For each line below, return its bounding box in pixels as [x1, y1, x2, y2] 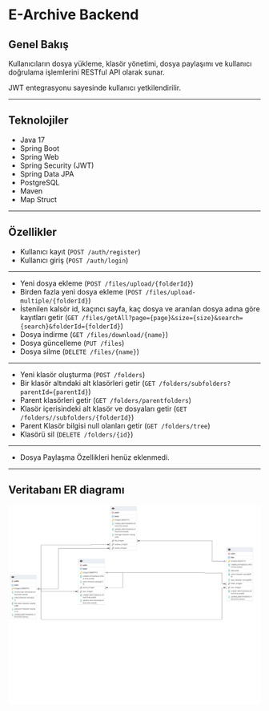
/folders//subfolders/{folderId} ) [19, 412, 134, 422]
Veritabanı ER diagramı [8, 483, 125, 497]
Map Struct [19, 194, 58, 204]
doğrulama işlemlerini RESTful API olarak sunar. [8, 67, 166, 77]
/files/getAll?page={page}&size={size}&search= [81, 314, 243, 322]
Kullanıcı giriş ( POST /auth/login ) [19, 255, 129, 265]
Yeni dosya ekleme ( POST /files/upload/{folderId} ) [19, 278, 194, 288]
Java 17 [19, 135, 46, 144]
